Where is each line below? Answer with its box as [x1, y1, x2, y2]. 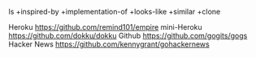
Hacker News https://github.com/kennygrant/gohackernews [8, 39, 210, 49]
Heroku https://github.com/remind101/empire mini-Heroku [8, 22, 203, 31]
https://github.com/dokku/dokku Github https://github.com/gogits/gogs [8, 31, 248, 40]
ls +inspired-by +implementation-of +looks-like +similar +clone [8, 7, 221, 16]
